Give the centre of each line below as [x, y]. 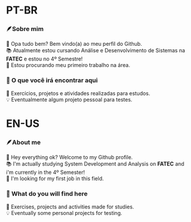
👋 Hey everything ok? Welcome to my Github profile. [70, 157]
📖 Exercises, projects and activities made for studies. [70, 207]
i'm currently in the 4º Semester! [46, 172]
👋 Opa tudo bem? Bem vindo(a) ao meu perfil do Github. [74, 44]
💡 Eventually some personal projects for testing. [64, 213]
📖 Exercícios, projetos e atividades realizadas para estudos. [78, 93]
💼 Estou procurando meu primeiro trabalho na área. [68, 65]
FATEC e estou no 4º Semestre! [45, 59]
